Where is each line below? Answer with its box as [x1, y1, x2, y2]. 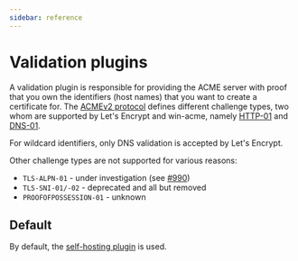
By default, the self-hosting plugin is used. [9, 241, 167, 252]
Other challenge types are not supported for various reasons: [9, 155, 237, 166]
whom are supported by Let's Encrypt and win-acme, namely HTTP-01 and [9, 110, 289, 121]
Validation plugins [9, 51, 148, 72]
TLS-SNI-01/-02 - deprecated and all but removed [22, 182, 207, 193]
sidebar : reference [9, 13, 83, 22]
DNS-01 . [9, 120, 41, 130]
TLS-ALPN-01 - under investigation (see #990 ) [22, 172, 191, 183]
